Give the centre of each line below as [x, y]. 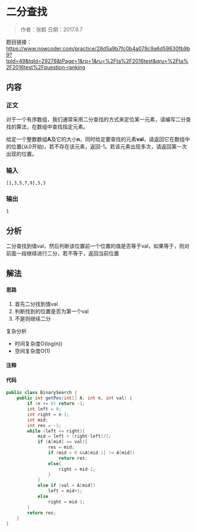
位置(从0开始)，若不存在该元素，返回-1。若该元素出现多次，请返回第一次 [99, 146]
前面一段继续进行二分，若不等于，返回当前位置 [62, 254]
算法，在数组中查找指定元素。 [52, 126]
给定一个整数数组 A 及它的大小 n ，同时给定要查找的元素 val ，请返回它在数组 [96, 139]
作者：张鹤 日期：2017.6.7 [52, 29]
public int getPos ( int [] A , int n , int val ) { [74, 398]
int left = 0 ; [44, 409]
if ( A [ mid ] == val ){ [62, 442]
